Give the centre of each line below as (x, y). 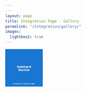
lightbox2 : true (26, 37)
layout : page (19, 16)
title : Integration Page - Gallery (42, 21)
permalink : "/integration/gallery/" (43, 26)
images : (13, 32)
